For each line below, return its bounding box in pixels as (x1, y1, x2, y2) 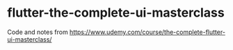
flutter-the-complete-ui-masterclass (7, 5, 225, 21)
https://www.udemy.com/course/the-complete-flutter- (69, 28, 226, 36)
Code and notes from (7, 28, 68, 36)
